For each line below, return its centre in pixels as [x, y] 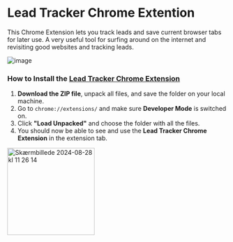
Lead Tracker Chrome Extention [101, 13]
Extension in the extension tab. [62, 138]
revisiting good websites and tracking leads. [71, 47]
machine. [31, 101]
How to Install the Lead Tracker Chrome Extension [93, 78]
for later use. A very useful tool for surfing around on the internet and [107, 39]
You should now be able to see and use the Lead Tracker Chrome [112, 131]
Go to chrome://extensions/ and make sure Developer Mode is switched [122, 109]
